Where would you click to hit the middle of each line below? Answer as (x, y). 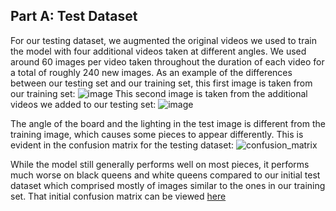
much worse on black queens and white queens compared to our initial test (165, 175)
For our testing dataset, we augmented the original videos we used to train (163, 40)
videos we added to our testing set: (83, 104)
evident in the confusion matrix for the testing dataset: (122, 145)
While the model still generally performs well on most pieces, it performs (160, 164)
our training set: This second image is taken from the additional (159, 93)
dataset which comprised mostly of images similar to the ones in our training (168, 185)
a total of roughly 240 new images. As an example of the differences (151, 72)
